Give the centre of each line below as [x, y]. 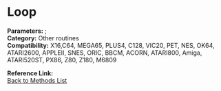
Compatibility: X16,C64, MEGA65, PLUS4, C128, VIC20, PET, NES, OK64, [111, 45]
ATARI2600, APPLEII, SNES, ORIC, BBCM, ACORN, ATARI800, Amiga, [105, 53]
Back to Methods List [37, 80]
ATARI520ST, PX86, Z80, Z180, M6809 [62, 60]
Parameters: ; [27, 31]
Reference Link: [30, 73]
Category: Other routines [43, 38]
